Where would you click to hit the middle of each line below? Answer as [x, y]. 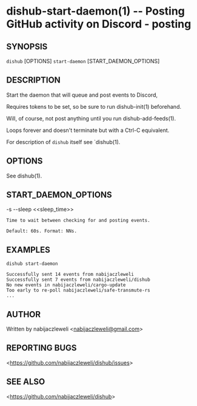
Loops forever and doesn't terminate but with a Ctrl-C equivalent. [88, 130]
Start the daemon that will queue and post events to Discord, [82, 95]
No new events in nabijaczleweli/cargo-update [66, 285]
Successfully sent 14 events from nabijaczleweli [70, 275]
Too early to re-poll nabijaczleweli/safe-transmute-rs [78, 291]
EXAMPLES [28, 249]
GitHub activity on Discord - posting [99, 24]
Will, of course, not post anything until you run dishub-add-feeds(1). [91, 118]
